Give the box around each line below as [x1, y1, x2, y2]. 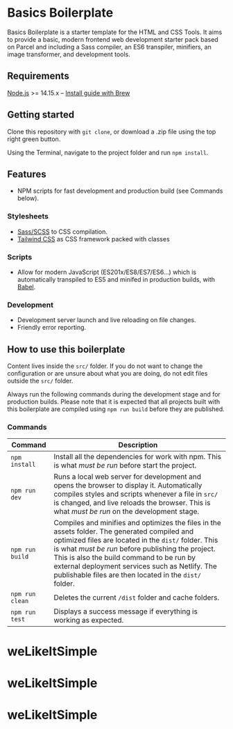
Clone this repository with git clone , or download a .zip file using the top [7, 127, 216, 136]
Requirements [7, 70, 69, 82]
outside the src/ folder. [7, 377, 74, 385]
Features [7, 168, 46, 180]
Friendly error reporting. [17, 323, 87, 332]
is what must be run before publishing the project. [53, 544, 216, 554]
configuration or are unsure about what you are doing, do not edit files [7, 369, 208, 378]
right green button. [7, 134, 61, 143]
